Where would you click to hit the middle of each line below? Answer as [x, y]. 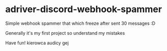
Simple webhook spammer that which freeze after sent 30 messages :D [80, 23]
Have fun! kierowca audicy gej [37, 43]
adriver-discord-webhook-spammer [83, 9]
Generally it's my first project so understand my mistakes [65, 33]
